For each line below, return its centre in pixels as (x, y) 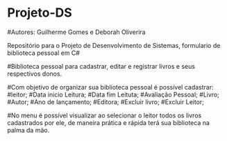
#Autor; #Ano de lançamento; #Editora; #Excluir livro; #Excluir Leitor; (106, 101)
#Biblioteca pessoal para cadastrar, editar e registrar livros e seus (101, 66)
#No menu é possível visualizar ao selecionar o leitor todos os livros (104, 115)
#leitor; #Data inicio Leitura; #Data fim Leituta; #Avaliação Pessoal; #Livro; (113, 94)
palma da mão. (28, 130)
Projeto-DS (40, 13)
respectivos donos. (35, 74)
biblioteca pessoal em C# (43, 53)
